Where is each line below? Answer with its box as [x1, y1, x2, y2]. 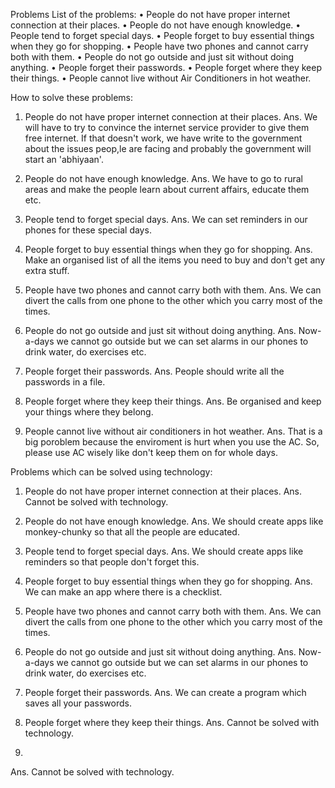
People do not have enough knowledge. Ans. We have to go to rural [24, 173, 303, 184]
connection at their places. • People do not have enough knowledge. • [10, 19, 302, 31]
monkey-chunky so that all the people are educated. [24, 526, 240, 538]
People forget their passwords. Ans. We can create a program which [24, 687, 307, 698]
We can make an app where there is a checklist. [24, 586, 223, 598]
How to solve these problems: [10, 92, 133, 103]
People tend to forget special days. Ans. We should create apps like [24, 545, 304, 557]
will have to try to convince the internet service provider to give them [24, 122, 310, 133]
